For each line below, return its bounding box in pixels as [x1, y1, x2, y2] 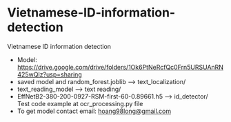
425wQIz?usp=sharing [17, 70, 83, 79]
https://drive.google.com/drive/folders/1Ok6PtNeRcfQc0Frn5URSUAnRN [17, 63, 224, 71]
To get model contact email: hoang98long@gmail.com [17, 107, 172, 115]
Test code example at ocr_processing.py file [17, 99, 143, 108]
